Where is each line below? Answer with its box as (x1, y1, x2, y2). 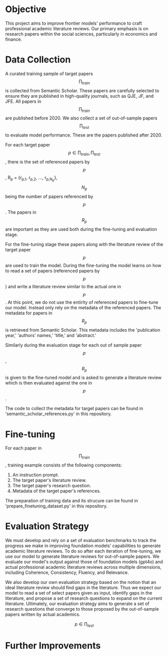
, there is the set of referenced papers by (5, 159, 90, 165)
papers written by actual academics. (5, 611, 81, 618)
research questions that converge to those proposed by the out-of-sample (5, 606, 159, 612)
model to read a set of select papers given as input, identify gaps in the (5, 590, 152, 596)
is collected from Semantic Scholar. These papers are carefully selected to (5, 87, 159, 94)
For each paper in (5, 445, 42, 451)
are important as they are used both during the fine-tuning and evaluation (5, 226, 157, 232)
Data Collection (5, 54, 71, 65)
